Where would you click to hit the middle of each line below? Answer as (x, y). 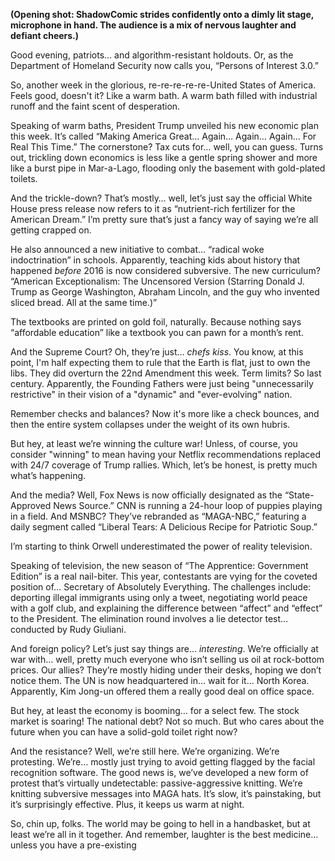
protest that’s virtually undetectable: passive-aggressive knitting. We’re (156, 783)
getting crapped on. (51, 230)
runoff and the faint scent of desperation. (95, 106)
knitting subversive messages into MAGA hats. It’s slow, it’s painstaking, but (166, 793)
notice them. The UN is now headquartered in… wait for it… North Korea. (160, 680)
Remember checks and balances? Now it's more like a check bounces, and (165, 413)
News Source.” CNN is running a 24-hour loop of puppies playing (188, 505)
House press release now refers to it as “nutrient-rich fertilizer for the (153, 208)
